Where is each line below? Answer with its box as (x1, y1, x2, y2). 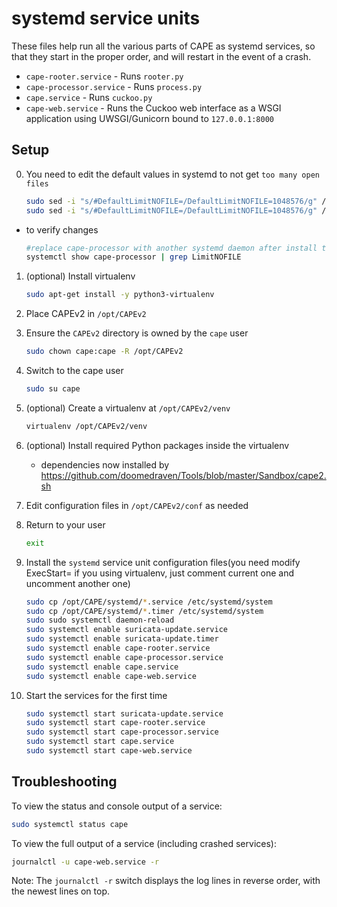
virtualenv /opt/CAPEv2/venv (25, 421, 148, 431)
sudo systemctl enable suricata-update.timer (25, 634, 219, 644)
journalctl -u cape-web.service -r (11, 857, 160, 867)
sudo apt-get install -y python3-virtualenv (25, 290, 215, 300)
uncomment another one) (25, 577, 131, 589)
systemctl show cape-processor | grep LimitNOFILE (25, 252, 242, 262)
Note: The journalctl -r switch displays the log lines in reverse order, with (11, 875, 321, 887)
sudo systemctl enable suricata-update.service (25, 625, 228, 635)
